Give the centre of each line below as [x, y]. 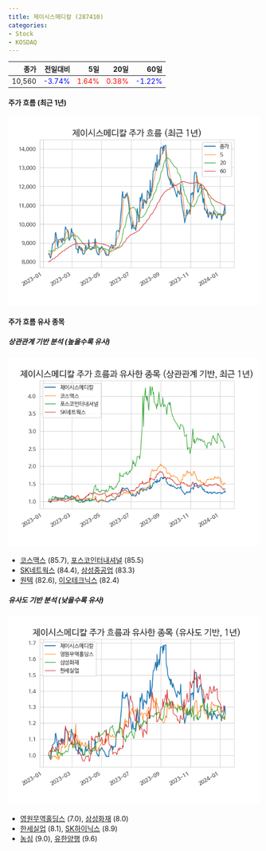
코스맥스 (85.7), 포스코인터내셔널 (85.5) [82, 560]
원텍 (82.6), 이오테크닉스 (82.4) [69, 580]
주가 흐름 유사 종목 [37, 322]
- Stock [21, 34]
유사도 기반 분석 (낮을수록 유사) [56, 600]
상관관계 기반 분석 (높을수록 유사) [59, 341]
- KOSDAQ [23, 42]
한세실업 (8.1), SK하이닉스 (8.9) [68, 829]
